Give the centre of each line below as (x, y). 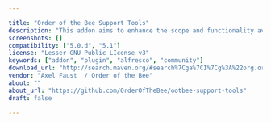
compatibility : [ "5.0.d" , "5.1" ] (65, 45)
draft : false (30, 98)
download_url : (32, 68)
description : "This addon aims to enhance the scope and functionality (131, 30)
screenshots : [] (35, 38)
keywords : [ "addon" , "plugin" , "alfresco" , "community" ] (106, 61)
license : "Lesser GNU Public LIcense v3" (79, 53)
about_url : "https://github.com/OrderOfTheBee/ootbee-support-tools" (128, 90)
